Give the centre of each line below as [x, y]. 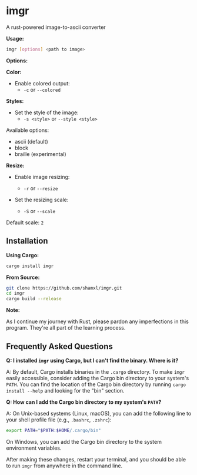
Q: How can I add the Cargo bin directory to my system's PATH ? [84, 402]
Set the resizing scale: [41, 200]
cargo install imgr [30, 266]
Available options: [28, 130]
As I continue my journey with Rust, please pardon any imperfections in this [98, 321]
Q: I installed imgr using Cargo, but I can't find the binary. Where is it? [92, 360]
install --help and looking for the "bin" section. [65, 390]
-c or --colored [42, 89]
